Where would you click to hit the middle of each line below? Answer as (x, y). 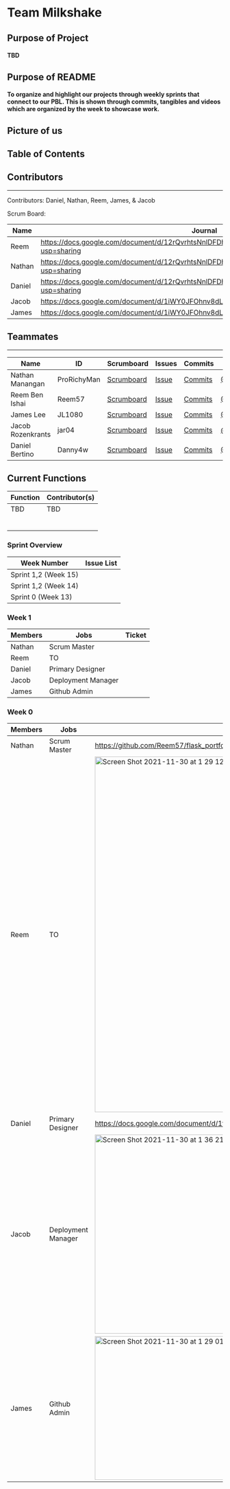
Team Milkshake (55, 13)
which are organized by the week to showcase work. (83, 109)
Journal (204, 230)
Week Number (44, 563)
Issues (166, 363)
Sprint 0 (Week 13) (41, 597)
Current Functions (47, 478)
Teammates (33, 337)
